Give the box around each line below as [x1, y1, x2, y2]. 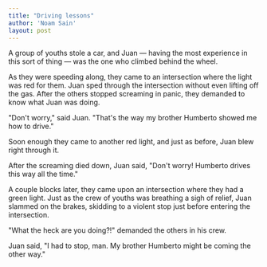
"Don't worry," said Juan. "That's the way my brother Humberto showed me [8, 113, 257, 123]
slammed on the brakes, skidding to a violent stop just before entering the [8, 202, 251, 211]
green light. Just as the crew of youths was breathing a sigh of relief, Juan [8, 193, 253, 203]
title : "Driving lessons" [8, 11, 94, 20]
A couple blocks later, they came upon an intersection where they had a [8, 185, 245, 194]
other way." [8, 249, 46, 259]
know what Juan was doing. [8, 97, 100, 108]
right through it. [8, 145, 60, 155]
